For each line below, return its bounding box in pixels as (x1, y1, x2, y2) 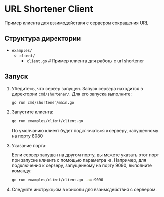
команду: (11, 168, 32, 174)
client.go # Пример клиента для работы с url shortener (26, 58, 144, 64)
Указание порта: (11, 143, 47, 148)
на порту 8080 (11, 133, 43, 139)
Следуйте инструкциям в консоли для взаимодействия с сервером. (11, 187, 157, 193)
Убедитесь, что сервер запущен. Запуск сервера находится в (11, 85, 143, 91)
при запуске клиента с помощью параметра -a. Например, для (11, 157, 147, 163)
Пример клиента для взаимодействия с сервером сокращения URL (4, 20, 149, 26)
